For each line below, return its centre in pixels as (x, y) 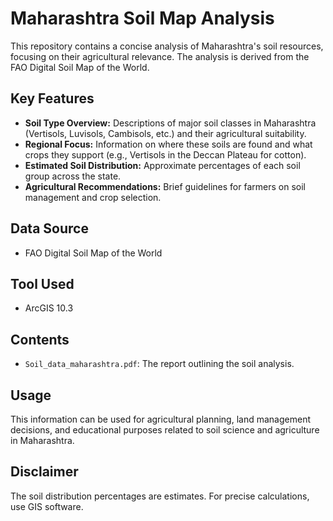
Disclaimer (44, 472)
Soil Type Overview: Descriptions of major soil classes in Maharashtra (170, 123)
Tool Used (42, 283)
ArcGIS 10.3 (49, 308)
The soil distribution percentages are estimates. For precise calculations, (160, 496)
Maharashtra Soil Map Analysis (142, 18)
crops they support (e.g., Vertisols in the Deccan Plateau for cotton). (165, 154)
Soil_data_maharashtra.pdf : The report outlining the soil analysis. (159, 364)
